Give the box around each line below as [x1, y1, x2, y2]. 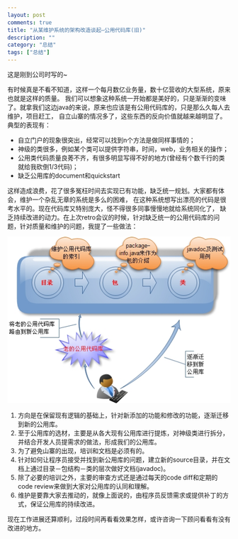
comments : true [7, 18, 52, 26]
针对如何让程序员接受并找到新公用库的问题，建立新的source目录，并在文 [17, 455, 231, 464]
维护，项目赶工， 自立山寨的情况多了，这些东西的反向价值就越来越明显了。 [7, 112, 227, 120]
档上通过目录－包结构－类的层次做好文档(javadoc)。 [17, 464, 170, 472]
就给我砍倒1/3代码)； [17, 163, 79, 170]
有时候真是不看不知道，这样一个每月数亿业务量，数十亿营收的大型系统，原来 [7, 85, 231, 94]
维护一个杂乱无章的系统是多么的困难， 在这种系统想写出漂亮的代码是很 [19, 195, 227, 204]
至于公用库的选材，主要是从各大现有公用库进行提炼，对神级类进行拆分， [17, 428, 229, 437]
